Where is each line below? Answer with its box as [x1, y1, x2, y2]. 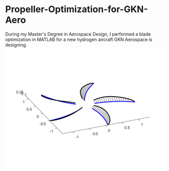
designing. [5, 41, 27, 48]
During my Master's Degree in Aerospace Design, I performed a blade [5, 31, 151, 37]
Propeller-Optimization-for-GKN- [5, 4, 148, 15]
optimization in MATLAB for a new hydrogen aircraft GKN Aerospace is [5, 36, 153, 42]
